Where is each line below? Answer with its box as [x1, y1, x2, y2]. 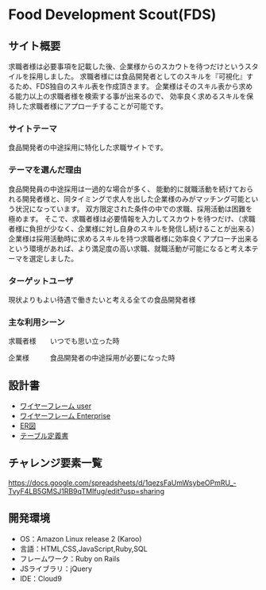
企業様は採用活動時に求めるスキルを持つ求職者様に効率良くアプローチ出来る [8, 233, 259, 243]
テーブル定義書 [19, 431, 69, 440]
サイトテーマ [8, 123, 58, 134]
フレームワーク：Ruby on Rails [19, 553, 121, 563]
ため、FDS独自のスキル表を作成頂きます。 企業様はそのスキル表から [14, 82, 239, 91]
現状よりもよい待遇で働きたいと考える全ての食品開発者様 [8, 295, 196, 304]
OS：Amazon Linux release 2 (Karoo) [19, 534, 142, 543]
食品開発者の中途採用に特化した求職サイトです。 [8, 143, 168, 152]
